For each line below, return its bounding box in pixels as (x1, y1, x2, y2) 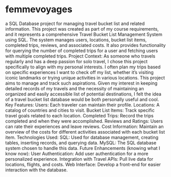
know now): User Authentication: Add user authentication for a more (5, 150, 149, 157)
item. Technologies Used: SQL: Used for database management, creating (5, 134, 159, 140)
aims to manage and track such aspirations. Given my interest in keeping (5, 80, 158, 86)
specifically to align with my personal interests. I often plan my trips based (5, 64, 161, 70)
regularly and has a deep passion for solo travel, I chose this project (5, 58, 148, 64)
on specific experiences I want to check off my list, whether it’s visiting (5, 69, 154, 75)
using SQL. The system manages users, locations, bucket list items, (5, 37, 147, 43)
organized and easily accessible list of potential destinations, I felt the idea (5, 91, 162, 97)
